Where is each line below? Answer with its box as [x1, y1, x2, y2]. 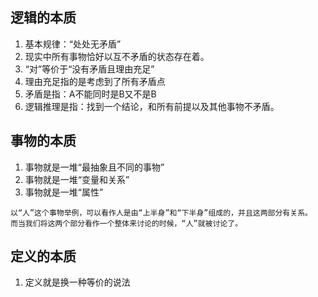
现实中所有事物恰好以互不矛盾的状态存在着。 [24, 50, 210, 62]
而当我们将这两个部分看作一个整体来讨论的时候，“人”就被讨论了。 [10, 218, 243, 228]
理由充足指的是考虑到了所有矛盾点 [24, 75, 166, 87]
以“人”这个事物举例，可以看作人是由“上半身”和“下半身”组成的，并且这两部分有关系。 [10, 208, 313, 218]
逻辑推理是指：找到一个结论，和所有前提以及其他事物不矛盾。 [24, 100, 280, 112]
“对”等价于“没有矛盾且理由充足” [24, 63, 155, 75]
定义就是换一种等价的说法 [24, 276, 131, 288]
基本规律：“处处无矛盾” [24, 38, 122, 50]
